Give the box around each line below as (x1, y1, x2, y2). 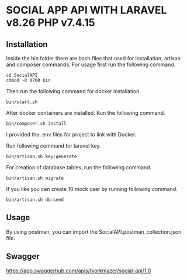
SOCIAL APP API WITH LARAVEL (6, 4, 167, 17)
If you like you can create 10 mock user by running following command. (6, 186, 178, 192)
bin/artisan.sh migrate (6, 175, 64, 181)
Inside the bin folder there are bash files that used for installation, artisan (6, 55, 181, 62)
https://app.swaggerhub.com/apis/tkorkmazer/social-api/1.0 (6, 267, 151, 274)
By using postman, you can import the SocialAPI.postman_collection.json (6, 228, 182, 235)
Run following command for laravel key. (6, 142, 101, 149)
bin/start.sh (6, 99, 38, 105)
